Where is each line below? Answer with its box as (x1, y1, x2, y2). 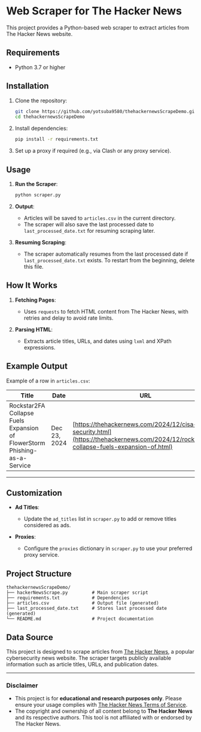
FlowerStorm (9, 439, 46, 447)
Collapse (9, 409, 34, 417)
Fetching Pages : (14, 296, 56, 303)
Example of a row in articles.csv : (6, 377, 90, 384)
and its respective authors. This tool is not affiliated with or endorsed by (14, 714, 193, 721)
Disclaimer (6, 681, 38, 690)
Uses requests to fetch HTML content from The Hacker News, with (23, 308, 188, 315)
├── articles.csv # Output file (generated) (6, 600, 160, 606)
